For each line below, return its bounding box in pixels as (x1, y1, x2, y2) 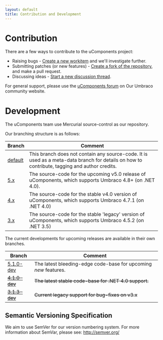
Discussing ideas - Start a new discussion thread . (12, 74, 112, 79)
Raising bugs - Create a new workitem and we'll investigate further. (12, 58, 147, 64)
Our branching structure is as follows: (5, 131, 81, 137)
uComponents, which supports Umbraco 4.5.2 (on (29, 217, 144, 224)
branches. (5, 241, 25, 246)
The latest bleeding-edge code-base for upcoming (34, 261, 152, 267)
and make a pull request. (12, 69, 62, 75)
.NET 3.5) (29, 223, 51, 230)
